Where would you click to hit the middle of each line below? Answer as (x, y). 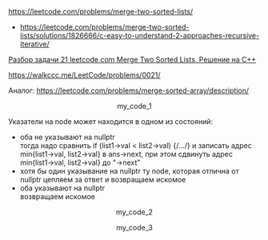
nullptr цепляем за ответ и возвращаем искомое (103, 180)
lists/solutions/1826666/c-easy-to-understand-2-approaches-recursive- (140, 36)
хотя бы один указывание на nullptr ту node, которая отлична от (130, 171)
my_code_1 (134, 106)
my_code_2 (134, 212)
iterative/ (34, 44)
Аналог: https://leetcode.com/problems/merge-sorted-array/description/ (129, 90)
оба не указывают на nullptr (68, 137)
